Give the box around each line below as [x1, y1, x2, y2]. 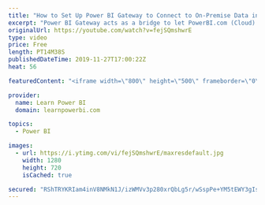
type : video [8, 33, 47, 42]
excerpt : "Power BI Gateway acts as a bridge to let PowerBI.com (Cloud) [8, 19, 256, 27]
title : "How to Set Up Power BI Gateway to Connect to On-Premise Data [8, 11, 248, 20]
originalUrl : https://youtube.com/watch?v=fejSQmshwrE [8, 26, 192, 34]
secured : [8, 185, 37, 193]
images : [8, 142, 34, 150]
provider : [8, 91, 41, 99]
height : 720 [22, 163, 62, 172]
